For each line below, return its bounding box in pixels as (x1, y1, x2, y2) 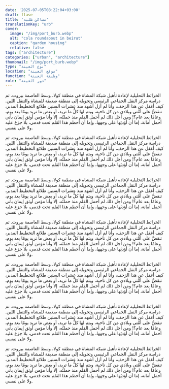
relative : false (10, 45, 44, 50)
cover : (5, 26, 19, 31)
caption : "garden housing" (10, 41, 67, 46)
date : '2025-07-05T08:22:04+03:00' (5, 7, 81, 13)
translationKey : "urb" (5, 21, 53, 27)
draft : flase (5, 12, 33, 17)
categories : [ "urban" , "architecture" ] (5, 54, 90, 60)
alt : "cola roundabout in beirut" (10, 36, 83, 41)
